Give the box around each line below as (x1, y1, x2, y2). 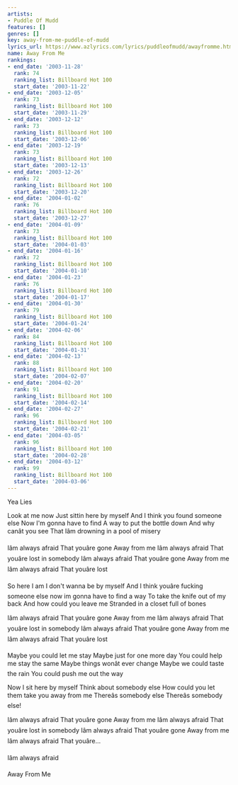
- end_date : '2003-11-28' (7, 63, 84, 70)
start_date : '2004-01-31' (13, 346, 91, 354)
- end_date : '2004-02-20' (7, 379, 84, 386)
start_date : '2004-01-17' (13, 293, 91, 301)
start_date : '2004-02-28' (13, 451, 91, 459)
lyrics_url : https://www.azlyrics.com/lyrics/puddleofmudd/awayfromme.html (7, 43, 236, 50)
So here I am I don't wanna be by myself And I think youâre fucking (7, 582, 203, 590)
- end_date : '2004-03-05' (7, 431, 84, 439)
